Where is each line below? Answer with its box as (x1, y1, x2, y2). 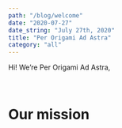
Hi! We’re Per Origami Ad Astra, (8, 62, 111, 72)
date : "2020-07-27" (8, 19, 73, 27)
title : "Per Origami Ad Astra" (8, 33, 112, 42)
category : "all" (8, 41, 62, 49)
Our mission (8, 106, 90, 123)
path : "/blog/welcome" (8, 11, 83, 20)
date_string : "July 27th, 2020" (8, 26, 115, 34)
